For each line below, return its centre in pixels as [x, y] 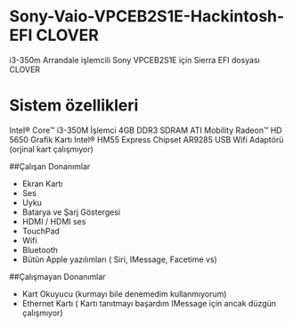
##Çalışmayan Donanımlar [57, 276]
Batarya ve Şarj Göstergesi [71, 212]
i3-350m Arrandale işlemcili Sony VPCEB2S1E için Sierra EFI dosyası [134, 60]
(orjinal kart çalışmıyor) [51, 149]
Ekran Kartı [42, 184]
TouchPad [41, 231]
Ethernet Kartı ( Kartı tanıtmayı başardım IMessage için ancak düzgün [149, 303]
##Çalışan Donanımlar [50, 166]
